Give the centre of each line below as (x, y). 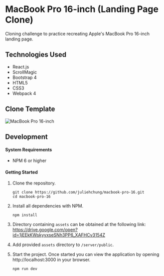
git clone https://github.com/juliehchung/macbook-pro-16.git (78, 192)
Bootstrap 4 (24, 77)
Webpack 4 (24, 93)
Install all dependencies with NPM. (48, 206)
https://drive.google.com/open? (45, 230)
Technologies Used (36, 55)
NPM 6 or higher (29, 160)
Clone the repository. (34, 183)
